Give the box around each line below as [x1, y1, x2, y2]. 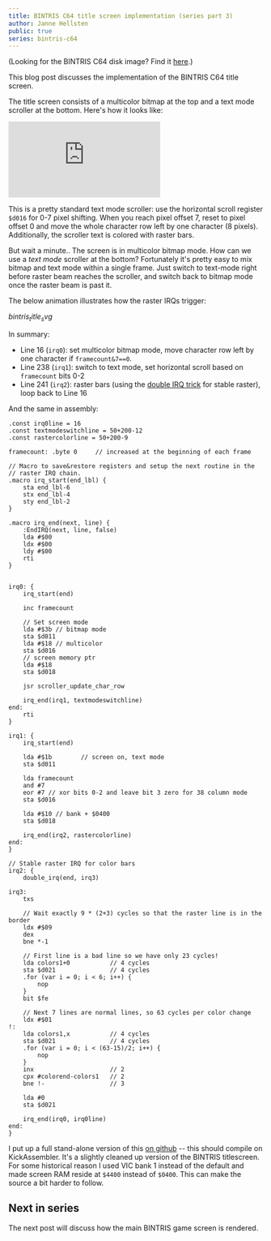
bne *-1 [23, 938, 49, 946]
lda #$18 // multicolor [23, 640, 104, 648]
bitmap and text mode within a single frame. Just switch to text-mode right [8, 263, 257, 273]
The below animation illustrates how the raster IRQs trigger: [8, 296, 206, 306]
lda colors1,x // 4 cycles [23, 1030, 150, 1038]
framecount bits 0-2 [19, 371, 85, 381]
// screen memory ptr [23, 654, 95, 662]
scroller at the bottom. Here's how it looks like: [8, 105, 163, 115]
